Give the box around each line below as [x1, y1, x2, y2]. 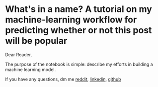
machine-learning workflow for [5, 14, 137, 25]
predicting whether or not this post [5, 25, 152, 36]
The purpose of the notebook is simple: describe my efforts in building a [5, 61, 153, 67]
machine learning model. [5, 66, 56, 73]
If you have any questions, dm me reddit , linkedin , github [5, 76, 121, 82]
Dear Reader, [5, 51, 32, 58]
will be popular [5, 35, 68, 47]
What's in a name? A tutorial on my [5, 3, 153, 15]
